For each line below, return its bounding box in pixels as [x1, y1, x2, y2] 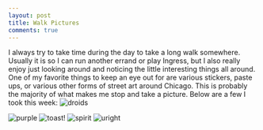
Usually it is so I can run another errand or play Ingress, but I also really [8, 56, 241, 65]
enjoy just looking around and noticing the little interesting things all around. [8, 65, 256, 74]
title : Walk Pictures [8, 19, 80, 27]
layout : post [8, 11, 51, 20]
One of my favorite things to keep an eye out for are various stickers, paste [8, 72, 253, 83]
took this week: [8, 98, 58, 107]
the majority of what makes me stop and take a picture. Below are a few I [8, 90, 246, 99]
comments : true [8, 26, 59, 34]
